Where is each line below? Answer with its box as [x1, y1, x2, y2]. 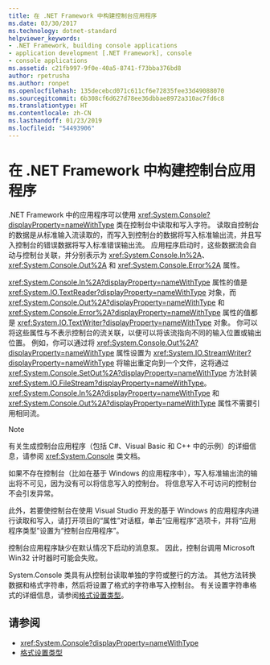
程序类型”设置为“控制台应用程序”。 [8, 526, 124, 535]
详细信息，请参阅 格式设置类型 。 [22, 590, 129, 600]
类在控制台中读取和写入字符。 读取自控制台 [116, 219, 260, 230]
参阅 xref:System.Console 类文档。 [29, 451, 145, 460]
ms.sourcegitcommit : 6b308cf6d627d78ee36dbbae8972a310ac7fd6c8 [8, 94, 225, 102]
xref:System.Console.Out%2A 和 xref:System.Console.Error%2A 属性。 [8, 260, 244, 270]
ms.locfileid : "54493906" [8, 124, 95, 132]
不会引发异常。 [8, 488, 58, 498]
